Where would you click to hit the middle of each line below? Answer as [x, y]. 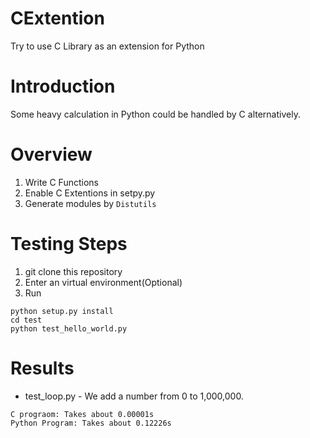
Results [42, 368]
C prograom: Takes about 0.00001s [82, 414]
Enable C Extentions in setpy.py [90, 193]
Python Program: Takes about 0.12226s [91, 423]
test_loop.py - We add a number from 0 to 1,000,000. [134, 396]
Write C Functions [61, 182]
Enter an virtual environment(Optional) [103, 282]
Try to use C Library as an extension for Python [107, 46]
